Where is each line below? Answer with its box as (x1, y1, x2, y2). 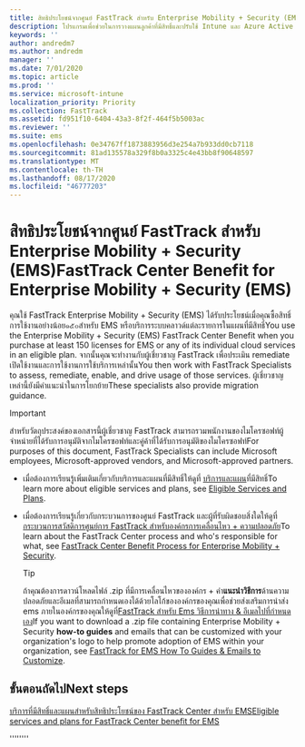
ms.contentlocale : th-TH (9, 165, 103, 174)
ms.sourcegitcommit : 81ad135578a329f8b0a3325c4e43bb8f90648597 (9, 148, 254, 157)
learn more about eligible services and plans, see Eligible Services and (22, 483, 288, 495)
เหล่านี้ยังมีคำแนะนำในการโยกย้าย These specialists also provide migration (9, 380, 259, 391)
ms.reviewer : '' (9, 123, 71, 133)
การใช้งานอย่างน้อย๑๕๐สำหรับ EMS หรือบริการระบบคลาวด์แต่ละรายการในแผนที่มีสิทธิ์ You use (9, 319, 296, 331)
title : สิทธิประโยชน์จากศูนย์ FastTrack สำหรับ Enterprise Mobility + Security (9, 13, 280, 23)
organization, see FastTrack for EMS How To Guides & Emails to (22, 645, 261, 656)
